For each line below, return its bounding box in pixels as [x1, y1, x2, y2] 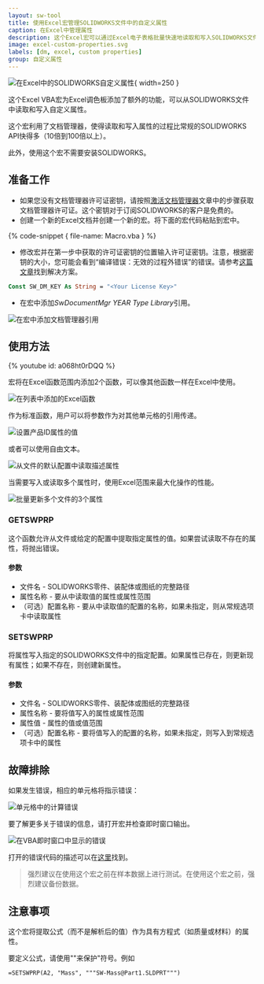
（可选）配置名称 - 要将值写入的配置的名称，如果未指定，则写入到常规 [19, 728, 247, 738]
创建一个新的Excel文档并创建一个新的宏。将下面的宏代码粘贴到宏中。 [19, 215, 244, 224]
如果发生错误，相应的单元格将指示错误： [8, 786, 139, 795]
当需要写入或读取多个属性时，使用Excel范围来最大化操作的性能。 [8, 478, 218, 487]
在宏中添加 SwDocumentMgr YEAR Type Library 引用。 [19, 298, 195, 307]
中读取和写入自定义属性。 [8, 104, 91, 114]
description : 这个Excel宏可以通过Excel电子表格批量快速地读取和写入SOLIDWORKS [8, 33, 247, 42]
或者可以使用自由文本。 [8, 444, 84, 453]
